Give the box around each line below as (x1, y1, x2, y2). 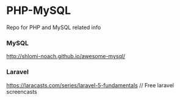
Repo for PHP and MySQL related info (6, 24, 101, 31)
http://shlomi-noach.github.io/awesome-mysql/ (6, 53, 126, 60)
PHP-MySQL (6, 4, 71, 18)
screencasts (6, 88, 38, 95)
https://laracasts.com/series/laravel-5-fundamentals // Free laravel (6, 81, 174, 88)
